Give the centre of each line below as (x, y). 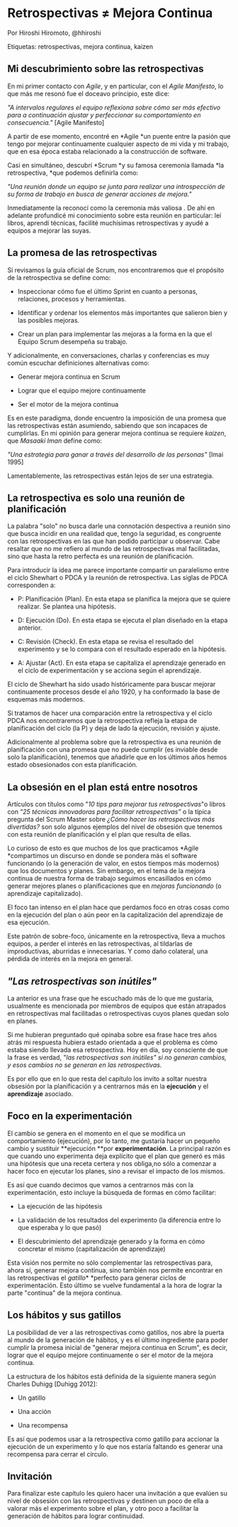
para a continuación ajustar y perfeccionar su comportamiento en (104, 114)
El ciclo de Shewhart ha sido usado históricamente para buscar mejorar (112, 685)
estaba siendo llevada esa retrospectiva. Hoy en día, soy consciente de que (118, 1050)
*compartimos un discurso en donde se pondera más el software (102, 856)
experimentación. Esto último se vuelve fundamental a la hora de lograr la (115, 1285)
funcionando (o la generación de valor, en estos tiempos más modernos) (113, 863)
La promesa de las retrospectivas (82, 253)
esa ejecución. (29, 923)
